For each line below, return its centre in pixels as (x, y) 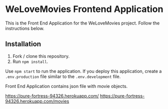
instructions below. (25, 28)
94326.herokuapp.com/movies (37, 101)
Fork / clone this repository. (41, 56)
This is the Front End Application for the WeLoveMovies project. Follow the (82, 23)
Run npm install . (30, 61)
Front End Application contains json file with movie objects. (66, 86)
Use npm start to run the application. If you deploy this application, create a (83, 71)
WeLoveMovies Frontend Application (84, 9)
